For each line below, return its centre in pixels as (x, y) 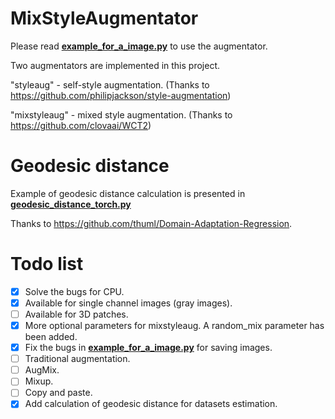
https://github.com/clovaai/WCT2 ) (81, 125)
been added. (51, 337)
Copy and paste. (58, 393)
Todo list (47, 264)
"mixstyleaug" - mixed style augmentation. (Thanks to (121, 114)
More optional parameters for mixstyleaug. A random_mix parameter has (174, 325)
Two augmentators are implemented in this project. (115, 65)
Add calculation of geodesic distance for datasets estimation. (151, 404)
